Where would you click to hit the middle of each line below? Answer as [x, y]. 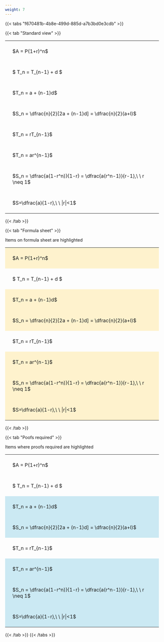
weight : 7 [15, 10]
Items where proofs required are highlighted [49, 447]
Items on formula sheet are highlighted [44, 240]
